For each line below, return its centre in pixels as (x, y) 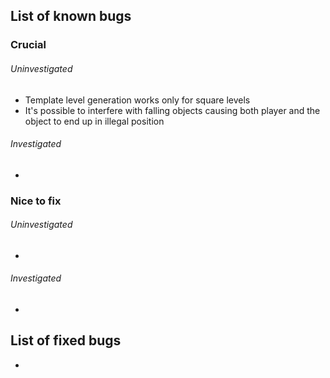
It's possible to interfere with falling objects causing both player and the (172, 110)
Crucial (28, 45)
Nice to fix (36, 201)
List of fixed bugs (66, 340)
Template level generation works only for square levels (137, 100)
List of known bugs (71, 16)
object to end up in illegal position (94, 121)
